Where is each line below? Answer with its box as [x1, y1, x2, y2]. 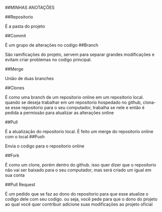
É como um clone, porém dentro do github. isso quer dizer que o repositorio [5, 162, 156, 167]
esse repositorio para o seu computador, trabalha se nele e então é [11, 105, 145, 110]
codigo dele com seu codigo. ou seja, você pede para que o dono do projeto [5, 196, 158, 202]
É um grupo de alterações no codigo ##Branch [5, 42, 99, 48]
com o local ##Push [5, 134, 45, 139]
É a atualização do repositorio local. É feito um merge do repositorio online [5, 129, 154, 134]
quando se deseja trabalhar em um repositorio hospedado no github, [5, 99, 142, 105]
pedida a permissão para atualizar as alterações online [5, 110, 114, 115]
